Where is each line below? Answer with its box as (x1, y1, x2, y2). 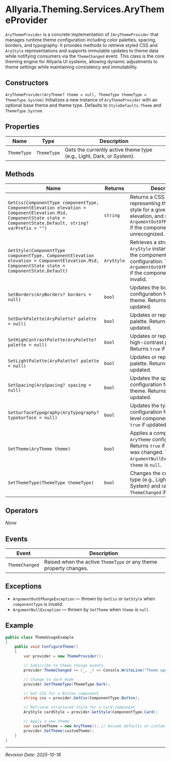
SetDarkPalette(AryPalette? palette (8, 316, 97, 322)
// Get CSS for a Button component (23, 691, 99, 696)
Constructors (5, 79, 49, 87)
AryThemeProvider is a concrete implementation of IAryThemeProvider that (5, 31, 159, 37)
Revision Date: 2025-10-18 (5, 752, 61, 758)
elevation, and (129, 213, 164, 220)
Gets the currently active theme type (65, 146, 153, 153)
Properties (5, 122, 40, 131)
